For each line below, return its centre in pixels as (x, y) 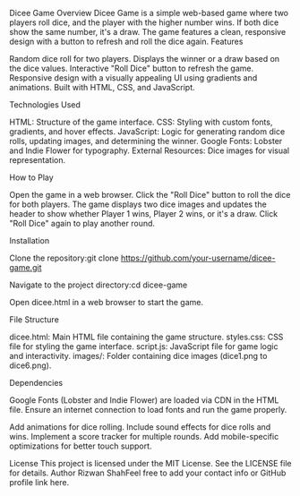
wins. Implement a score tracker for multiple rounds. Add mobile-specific (144, 436)
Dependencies (36, 383)
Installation (30, 240)
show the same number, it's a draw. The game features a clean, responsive (148, 32)
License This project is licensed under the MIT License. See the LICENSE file (150, 463)
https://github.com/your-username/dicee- (198, 258)
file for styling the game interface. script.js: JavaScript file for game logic (144, 346)
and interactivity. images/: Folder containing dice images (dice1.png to (138, 356)
